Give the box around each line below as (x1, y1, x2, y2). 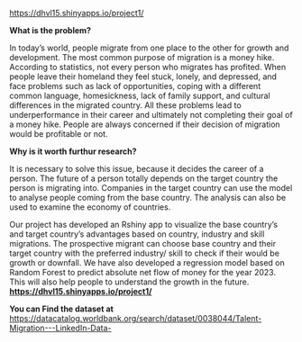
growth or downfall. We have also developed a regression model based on (9, 257, 286, 268)
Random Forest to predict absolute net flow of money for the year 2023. (9, 267, 277, 277)
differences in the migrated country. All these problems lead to (9, 100, 242, 111)
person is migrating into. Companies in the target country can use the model (9, 183, 293, 193)
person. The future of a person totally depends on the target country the (9, 173, 279, 184)
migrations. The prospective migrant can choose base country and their (9, 238, 277, 248)
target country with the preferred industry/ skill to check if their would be (9, 247, 279, 258)
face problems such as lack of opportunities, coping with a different (9, 81, 261, 91)
